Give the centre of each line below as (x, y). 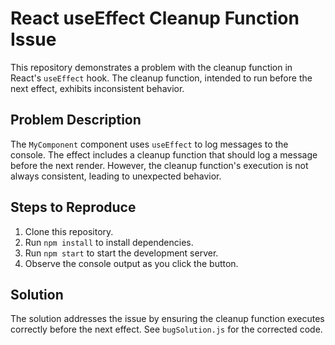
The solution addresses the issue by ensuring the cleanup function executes (167, 319)
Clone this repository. (69, 231)
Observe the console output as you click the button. (131, 263)
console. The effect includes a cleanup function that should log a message (164, 154)
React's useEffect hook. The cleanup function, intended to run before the (161, 78)
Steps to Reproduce (73, 207)
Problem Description (76, 120)
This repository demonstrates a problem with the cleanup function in (151, 67)
